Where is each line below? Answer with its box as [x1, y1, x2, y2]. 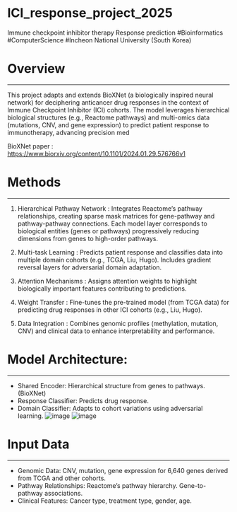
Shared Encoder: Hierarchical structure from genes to [17, 381, 174, 390]
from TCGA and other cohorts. [17, 474, 106, 482]
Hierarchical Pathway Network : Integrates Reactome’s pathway [17, 204, 203, 213]
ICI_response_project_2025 [7, 5, 173, 21]
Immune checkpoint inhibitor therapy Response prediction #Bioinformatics [7, 28, 224, 37]
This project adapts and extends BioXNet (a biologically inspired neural [7, 91, 214, 99]
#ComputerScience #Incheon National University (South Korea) [7, 35, 192, 44]
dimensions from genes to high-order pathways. [17, 234, 159, 243]
